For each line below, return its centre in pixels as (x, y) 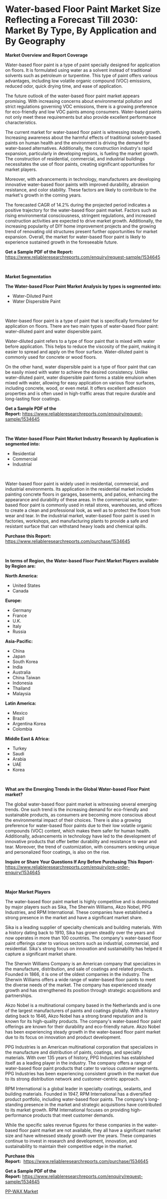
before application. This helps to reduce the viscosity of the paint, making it (83, 346)
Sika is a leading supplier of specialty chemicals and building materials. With (83, 927)
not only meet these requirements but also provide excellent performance (81, 117)
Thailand (21, 688)
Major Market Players (28, 892)
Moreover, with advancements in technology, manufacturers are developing (83, 179)
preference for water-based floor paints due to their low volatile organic (79, 825)
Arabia (19, 759)
